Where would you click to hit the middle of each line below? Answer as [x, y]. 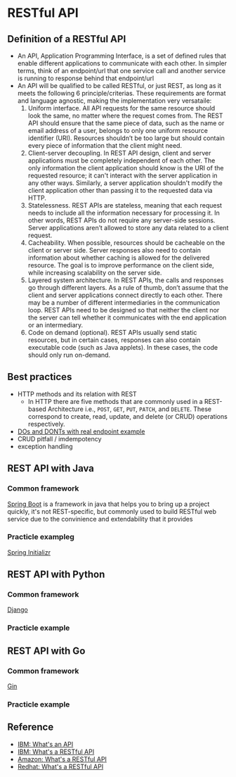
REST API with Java [51, 468]
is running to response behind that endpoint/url [86, 78]
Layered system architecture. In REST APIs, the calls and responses [126, 280]
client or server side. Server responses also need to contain [114, 250]
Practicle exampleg [41, 537]
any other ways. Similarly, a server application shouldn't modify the [125, 183]
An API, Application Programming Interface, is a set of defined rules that [122, 56]
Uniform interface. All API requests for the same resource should [122, 108]
